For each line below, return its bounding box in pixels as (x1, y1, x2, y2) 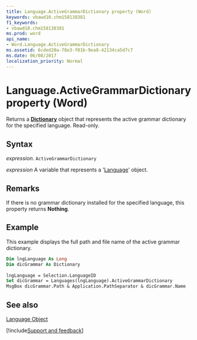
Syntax (6, 139, 33, 149)
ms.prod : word (6, 31, 41, 37)
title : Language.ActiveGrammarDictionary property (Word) (6, 8, 152, 15)
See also (6, 300, 38, 310)
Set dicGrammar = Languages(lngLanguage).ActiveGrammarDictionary (6, 278, 173, 284)
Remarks (6, 183, 40, 193)
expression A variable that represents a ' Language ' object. (6, 166, 149, 173)
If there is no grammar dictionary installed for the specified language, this (6, 199, 185, 206)
